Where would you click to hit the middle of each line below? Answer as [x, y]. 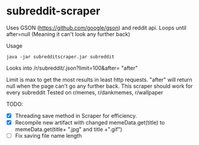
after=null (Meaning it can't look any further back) [68, 34]
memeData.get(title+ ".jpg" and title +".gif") [68, 129]
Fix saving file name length [48, 136]
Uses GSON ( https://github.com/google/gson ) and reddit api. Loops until [96, 28]
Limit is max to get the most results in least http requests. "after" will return [99, 79]
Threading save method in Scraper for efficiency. [76, 116]
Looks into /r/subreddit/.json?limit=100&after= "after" [72, 68]
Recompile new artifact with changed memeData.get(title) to [90, 122]
